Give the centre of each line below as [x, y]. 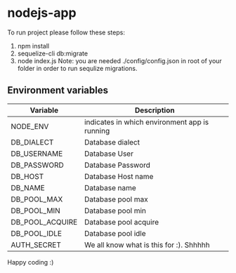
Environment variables [58, 90]
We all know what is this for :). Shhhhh [147, 245]
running [97, 131]
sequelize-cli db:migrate [53, 53]
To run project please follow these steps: [66, 32]
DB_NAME [28, 187]
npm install [33, 46]
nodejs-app [42, 13]
